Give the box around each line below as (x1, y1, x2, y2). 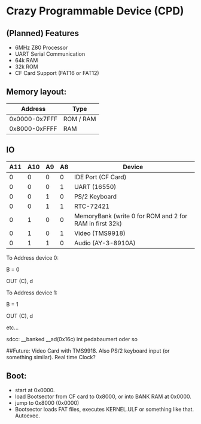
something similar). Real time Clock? (6, 353, 96, 360)
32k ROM (14, 63, 38, 70)
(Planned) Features (6, 28, 80, 38)
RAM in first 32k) (74, 219, 123, 227)
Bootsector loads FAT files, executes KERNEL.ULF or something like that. (14, 406, 194, 413)
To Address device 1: (6, 289, 58, 296)
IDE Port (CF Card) (74, 173, 127, 181)
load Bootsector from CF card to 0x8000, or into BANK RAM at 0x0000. (14, 393, 191, 400)
